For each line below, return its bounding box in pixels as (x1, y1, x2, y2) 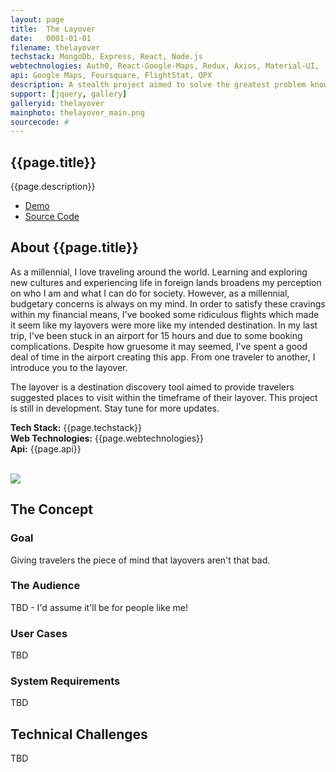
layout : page (10, 14, 65, 25)
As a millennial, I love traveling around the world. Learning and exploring (10, 266, 308, 278)
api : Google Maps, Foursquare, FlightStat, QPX (10, 71, 213, 81)
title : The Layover (10, 24, 97, 34)
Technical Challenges (10, 726, 148, 743)
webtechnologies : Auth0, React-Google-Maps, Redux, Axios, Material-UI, (10, 61, 320, 71)
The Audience (10, 579, 81, 593)
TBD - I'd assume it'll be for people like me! (10, 601, 188, 613)
